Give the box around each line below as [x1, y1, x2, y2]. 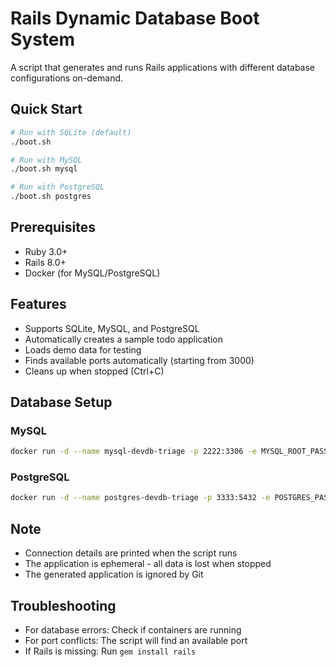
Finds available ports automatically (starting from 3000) [24, 354, 255, 366]
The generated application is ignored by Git [24, 568, 204, 581]
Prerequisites [10, 219, 96, 236]
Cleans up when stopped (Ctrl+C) [24, 365, 165, 377]
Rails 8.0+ [24, 256, 67, 268]
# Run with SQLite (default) [10, 127, 132, 137]
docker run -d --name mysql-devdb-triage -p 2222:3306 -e [10, 447, 257, 457]
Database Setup [10, 394, 113, 411]
